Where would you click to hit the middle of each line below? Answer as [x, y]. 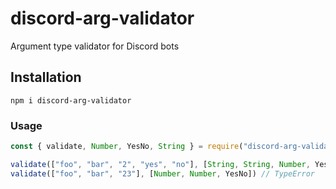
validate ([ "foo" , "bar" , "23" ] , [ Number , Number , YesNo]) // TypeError [162, 173]
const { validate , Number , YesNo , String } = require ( [127, 147]
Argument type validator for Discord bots [95, 46]
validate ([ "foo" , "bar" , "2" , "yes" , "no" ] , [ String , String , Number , [160, 164]
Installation [46, 77]
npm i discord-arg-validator [71, 100]
